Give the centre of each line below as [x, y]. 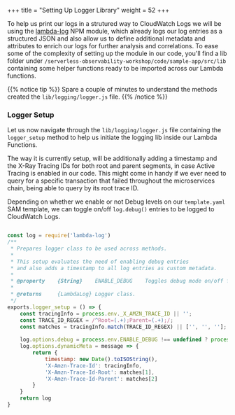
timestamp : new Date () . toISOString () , [101, 359]
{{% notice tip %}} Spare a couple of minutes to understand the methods [112, 89]
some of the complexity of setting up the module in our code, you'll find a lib [117, 53]
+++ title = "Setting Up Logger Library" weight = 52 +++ [88, 10]
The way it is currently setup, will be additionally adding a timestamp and [112, 159]
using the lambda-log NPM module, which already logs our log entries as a [115, 31]
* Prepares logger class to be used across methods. [89, 249]
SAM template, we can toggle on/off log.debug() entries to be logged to [111, 209]
